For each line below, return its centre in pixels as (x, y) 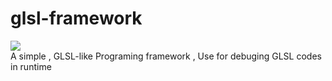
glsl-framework (76, 18)
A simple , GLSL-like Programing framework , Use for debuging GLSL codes (166, 56)
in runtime (31, 66)
